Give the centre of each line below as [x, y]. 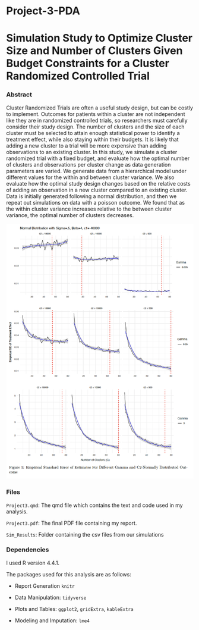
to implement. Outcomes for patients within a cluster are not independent [96, 114]
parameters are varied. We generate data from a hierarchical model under [97, 171]
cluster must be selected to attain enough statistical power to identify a [93, 133]
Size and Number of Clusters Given [94, 51]
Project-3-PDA [43, 11]
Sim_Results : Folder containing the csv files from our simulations [85, 534]
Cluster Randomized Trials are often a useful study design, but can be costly [99, 108]
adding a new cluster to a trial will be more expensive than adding [86, 145]
